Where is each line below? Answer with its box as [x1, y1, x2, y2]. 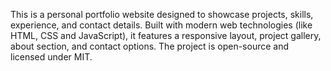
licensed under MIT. [10, 51, 93, 63]
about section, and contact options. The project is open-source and [10, 40, 290, 52]
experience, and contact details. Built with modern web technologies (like [10, 19, 313, 31]
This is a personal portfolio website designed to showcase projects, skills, [10, 9, 314, 20]
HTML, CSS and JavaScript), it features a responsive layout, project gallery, [10, 30, 322, 41]
